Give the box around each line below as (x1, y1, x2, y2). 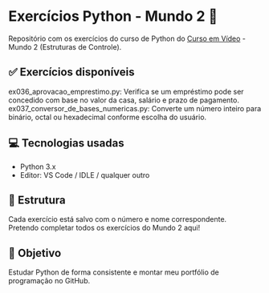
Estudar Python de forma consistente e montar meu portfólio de (8, 267, 219, 277)
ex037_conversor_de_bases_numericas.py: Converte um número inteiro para (8, 103, 262, 113)
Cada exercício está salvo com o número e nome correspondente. (8, 215, 227, 224)
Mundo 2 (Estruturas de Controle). (8, 42, 122, 51)
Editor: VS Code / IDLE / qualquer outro (19, 170, 150, 179)
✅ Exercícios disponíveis (8, 66, 135, 79)
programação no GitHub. (8, 276, 91, 286)
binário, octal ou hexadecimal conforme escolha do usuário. (8, 112, 207, 122)
